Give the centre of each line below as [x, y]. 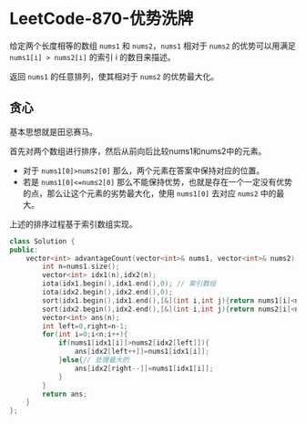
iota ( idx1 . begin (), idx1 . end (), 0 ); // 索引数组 [129, 284]
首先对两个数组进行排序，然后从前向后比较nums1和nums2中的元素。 [138, 150]
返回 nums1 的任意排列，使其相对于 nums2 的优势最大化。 [114, 76]
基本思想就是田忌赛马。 [53, 131]
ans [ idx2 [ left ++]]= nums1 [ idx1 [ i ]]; [142, 352]
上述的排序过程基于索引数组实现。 [73, 223]
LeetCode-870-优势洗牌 [102, 19]
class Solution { [42, 241]
